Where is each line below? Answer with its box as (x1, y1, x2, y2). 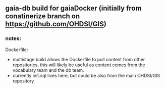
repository (12, 78, 34, 84)
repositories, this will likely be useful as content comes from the (12, 62, 145, 68)
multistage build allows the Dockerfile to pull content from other (12, 56, 145, 62)
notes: (5, 35, 22, 42)
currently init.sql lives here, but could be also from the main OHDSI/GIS (12, 72, 160, 78)
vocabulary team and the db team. (12, 67, 84, 73)
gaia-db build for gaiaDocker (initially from (5, 4, 142, 13)
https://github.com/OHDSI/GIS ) (5, 20, 107, 28)
